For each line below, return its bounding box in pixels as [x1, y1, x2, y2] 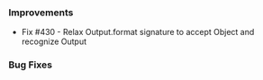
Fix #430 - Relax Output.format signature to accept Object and [21, 27, 255, 38]
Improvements [8, 6, 74, 19]
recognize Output [21, 36, 87, 47]
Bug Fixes [8, 58, 53, 71]
